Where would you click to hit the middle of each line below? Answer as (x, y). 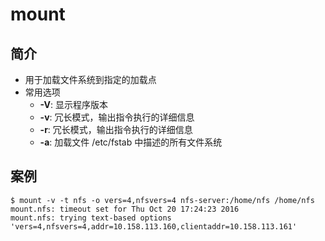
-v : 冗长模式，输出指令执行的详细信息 (117, 117)
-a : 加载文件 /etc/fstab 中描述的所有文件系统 (131, 142)
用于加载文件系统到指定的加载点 (90, 79)
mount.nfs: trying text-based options (91, 218)
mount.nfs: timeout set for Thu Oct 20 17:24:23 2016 (125, 209)
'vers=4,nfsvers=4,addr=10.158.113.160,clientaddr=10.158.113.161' (154, 226)
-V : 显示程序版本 (73, 104)
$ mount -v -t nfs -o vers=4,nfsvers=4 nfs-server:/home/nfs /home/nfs (162, 200)
